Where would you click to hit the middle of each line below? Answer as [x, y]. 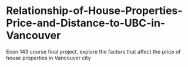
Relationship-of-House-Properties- [94, 11]
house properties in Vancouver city [48, 58]
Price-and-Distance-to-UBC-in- [86, 23]
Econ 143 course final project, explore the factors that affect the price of [93, 51]
